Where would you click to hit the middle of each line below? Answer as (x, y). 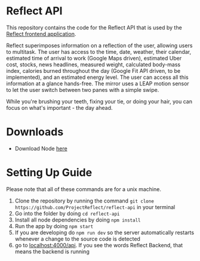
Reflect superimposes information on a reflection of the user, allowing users (99, 45)
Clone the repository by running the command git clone (84, 201)
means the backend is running (52, 251)
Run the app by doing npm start (54, 226)
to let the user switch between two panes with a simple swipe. (83, 90)
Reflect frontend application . (41, 33)
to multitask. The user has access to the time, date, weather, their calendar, (99, 51)
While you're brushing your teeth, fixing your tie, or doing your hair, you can (99, 101)
